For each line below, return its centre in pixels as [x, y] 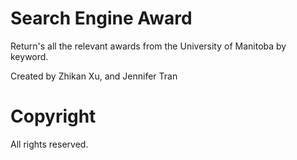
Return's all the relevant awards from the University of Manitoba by [148, 46]
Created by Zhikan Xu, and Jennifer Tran [94, 76]
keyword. [29, 56]
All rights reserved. [49, 144]
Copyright [53, 116]
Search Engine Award [101, 18]
